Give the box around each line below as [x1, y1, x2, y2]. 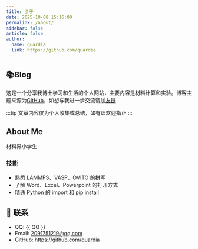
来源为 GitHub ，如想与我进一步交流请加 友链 [11, 96, 116, 104]
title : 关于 [6, 8, 34, 15]
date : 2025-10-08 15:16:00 [6, 14, 72, 20]
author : [6, 36, 25, 42]
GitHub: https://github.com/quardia [14, 236, 100, 243]
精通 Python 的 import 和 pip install [14, 189, 99, 196]
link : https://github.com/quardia [11, 47, 96, 53]
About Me [6, 127, 43, 137]
